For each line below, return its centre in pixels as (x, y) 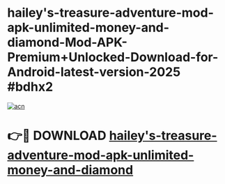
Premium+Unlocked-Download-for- (113, 58)
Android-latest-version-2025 (94, 72)
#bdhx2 (30, 87)
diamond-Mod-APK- (67, 43)
